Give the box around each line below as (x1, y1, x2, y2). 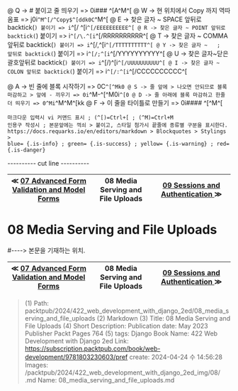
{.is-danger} (7, 146, 46, 154)
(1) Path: (24, 299, 50, 307)
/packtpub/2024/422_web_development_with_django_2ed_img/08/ (24, 368, 221, 377)
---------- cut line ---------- (7, 159, 90, 167)
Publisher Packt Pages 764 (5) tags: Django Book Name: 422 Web (24, 329, 218, 338)
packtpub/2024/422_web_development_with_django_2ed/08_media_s (24, 306, 229, 315)
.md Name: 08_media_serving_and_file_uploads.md (24, 375, 175, 384)
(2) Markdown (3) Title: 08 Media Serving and (96, 314, 231, 322)
